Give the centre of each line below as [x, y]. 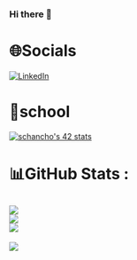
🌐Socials [43, 51]
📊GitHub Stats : [69, 173]
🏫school [40, 112]
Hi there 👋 [31, 14]
